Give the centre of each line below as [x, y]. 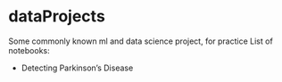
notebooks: [29, 50]
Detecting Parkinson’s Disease [77, 68]
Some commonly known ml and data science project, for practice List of [141, 41]
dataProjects [57, 16]
